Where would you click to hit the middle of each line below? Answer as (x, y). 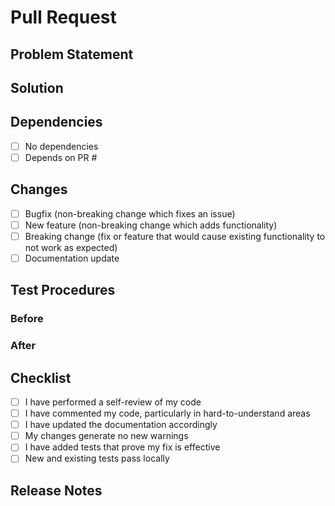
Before (27, 319)
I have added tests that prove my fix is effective (122, 447)
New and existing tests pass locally (97, 458)
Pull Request (63, 17)
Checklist (41, 377)
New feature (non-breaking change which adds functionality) (151, 225)
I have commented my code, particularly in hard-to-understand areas (167, 413)
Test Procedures (63, 290)
